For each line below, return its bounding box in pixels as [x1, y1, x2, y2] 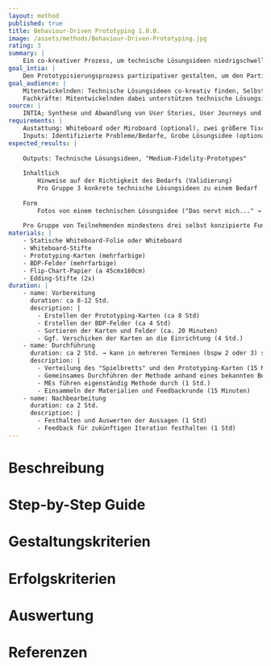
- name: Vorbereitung [23, 289, 95, 298]
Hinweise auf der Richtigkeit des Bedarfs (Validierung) [37, 177, 232, 185]
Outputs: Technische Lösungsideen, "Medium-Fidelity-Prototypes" [23, 154, 248, 162]
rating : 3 [8, 42, 42, 50]
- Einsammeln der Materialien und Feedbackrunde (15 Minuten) [37, 386, 251, 395]
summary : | [8, 49, 45, 57]
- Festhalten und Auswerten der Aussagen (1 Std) [37, 417, 207, 425]
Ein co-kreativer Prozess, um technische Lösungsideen [23, 57, 211, 65]
